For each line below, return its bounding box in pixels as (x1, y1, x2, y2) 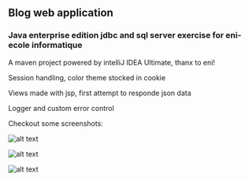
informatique (31, 39, 83, 50)
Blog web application (8, 6, 114, 20)
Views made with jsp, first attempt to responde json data (8, 88, 191, 98)
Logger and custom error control (8, 103, 114, 113)
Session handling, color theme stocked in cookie (8, 72, 166, 82)
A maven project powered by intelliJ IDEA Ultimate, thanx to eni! (8, 57, 215, 67)
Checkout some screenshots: (8, 118, 104, 128)
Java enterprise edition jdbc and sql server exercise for (8, 30, 225, 41)
